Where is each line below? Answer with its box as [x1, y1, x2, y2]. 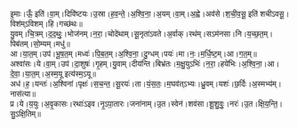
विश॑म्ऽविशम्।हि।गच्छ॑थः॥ [10, 19, 83, 28]
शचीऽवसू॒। [260, 9, 290, 19]
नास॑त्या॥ [10, 89, 36, 99]
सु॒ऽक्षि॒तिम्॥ [10, 108, 41, 119]
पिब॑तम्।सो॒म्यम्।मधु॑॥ [10, 38, 70, 49]
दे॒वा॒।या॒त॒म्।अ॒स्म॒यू [10, 68, 63, 79]
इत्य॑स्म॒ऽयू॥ [64, 68, 97, 79]
